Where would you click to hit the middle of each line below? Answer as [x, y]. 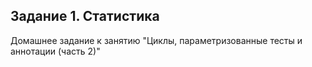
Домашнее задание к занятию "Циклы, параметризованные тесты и [156, 40]
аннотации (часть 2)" [55, 51]
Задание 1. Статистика [85, 16]
